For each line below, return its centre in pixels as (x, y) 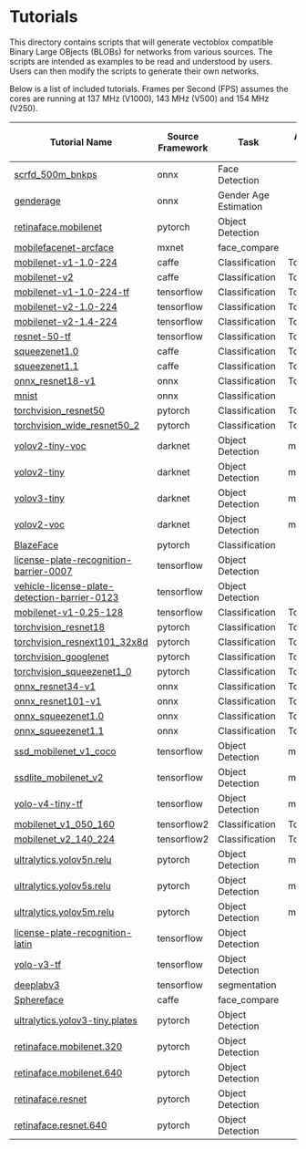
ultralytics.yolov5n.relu (63, 859)
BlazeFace (36, 544)
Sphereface (39, 999)
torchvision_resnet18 (60, 626)
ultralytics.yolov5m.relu (64, 912)
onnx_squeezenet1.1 (59, 730)
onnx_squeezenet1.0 (59, 716)
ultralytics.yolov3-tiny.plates (76, 1020)
